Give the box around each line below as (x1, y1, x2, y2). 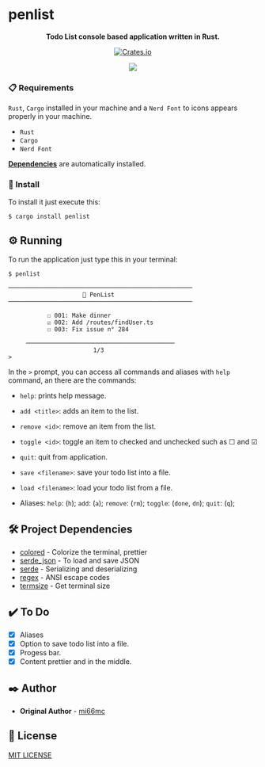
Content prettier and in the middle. (19, 657, 132, 666)
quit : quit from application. (19, 452, 108, 462)
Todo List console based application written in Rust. (46, 32, 220, 41)
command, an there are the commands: (8, 376, 137, 385)
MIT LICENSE (8, 750, 52, 760)
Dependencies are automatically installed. (8, 159, 146, 169)
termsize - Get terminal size (19, 581, 111, 591)
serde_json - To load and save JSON (19, 556, 140, 566)
